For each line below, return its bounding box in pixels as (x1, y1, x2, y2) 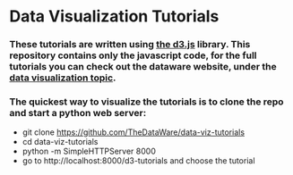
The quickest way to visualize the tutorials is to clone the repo (9, 96, 284, 108)
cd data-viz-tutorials (22, 137, 99, 147)
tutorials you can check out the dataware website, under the (9, 61, 277, 73)
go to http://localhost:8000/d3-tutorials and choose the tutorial (22, 155, 255, 166)
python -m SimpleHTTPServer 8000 (22, 146, 157, 157)
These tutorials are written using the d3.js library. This (9, 38, 251, 51)
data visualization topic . (9, 71, 116, 84)
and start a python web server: (9, 107, 147, 120)
